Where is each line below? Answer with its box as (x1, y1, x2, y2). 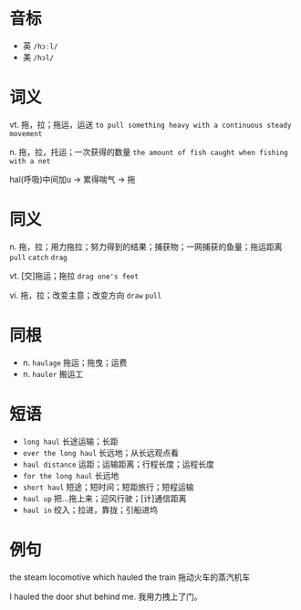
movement (9, 129, 43, 138)
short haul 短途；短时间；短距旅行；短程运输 (22, 481, 194, 492)
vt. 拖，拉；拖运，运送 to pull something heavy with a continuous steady (9, 119, 292, 130)
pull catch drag (9, 253, 67, 262)
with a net (9, 156, 51, 165)
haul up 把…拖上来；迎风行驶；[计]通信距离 (22, 492, 187, 503)
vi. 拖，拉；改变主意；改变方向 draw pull (9, 289, 162, 300)
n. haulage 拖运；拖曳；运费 (22, 357, 128, 368)
